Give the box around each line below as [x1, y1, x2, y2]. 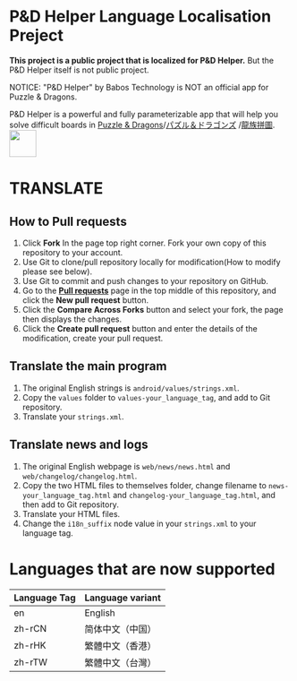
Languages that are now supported [9, 558, 276, 579]
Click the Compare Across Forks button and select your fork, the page [21, 304, 284, 315]
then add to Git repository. [21, 499, 119, 510]
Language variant [84, 591, 161, 604]
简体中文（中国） [84, 623, 157, 635]
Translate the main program [9, 358, 167, 374]
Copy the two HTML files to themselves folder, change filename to [21, 479, 267, 490]
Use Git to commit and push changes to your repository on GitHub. [21, 275, 268, 286]
